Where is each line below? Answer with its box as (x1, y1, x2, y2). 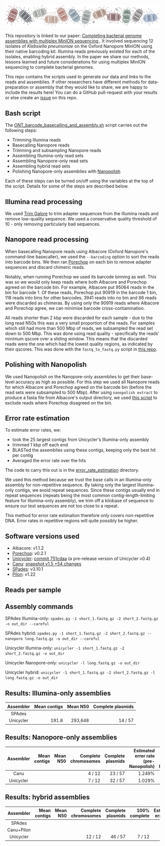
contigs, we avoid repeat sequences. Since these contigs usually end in (14, 487, 160, 493)
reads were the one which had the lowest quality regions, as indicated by (5, 341, 153, 347)
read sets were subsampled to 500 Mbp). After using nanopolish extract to (5, 389, 158, 395)
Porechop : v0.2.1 (12, 551, 46, 556)
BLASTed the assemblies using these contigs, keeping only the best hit (12, 447, 156, 453)
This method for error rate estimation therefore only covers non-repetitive (5, 513, 154, 518)
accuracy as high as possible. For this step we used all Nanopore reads (15, 379, 160, 385)
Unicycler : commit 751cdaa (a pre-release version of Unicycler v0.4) (12, 555, 151, 562)
